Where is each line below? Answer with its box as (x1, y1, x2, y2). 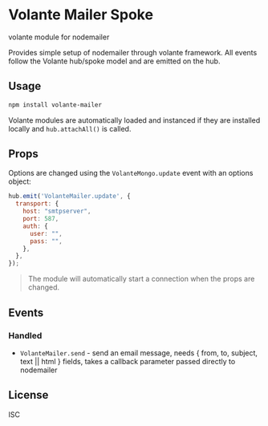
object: (8, 176, 32, 186)
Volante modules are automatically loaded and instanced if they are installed (8, 115, 261, 125)
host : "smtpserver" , (22, 207, 91, 216)
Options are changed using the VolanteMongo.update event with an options (8, 168, 254, 178)
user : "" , (29, 229, 63, 237)
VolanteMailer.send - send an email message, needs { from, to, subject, (19, 347, 258, 358)
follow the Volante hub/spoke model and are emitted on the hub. (8, 56, 221, 66)
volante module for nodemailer (8, 32, 110, 42)
